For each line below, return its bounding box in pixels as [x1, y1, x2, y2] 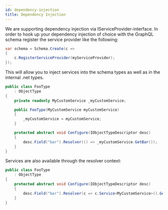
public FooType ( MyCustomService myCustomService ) [14, 107, 120, 112]
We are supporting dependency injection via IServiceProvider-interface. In [5, 26, 158, 32]
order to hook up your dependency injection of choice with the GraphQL [5, 31, 154, 37]
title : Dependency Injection [5, 12, 66, 17]
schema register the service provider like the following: [5, 36, 118, 43]
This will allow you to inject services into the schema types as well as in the [5, 69, 160, 75]
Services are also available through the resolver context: [5, 158, 121, 164]
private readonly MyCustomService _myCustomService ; [14, 98, 126, 103]
